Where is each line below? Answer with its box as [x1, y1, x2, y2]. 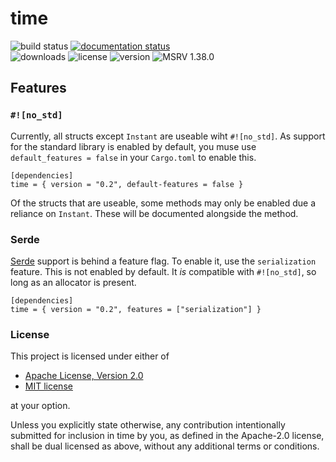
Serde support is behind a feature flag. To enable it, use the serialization [10, 255, 317, 267]
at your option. [10, 400, 71, 412]
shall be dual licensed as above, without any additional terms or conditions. [10, 440, 320, 452]
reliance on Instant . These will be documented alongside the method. [10, 207, 299, 219]
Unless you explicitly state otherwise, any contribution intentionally [10, 419, 286, 431]
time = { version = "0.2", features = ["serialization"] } [10, 304, 262, 314]
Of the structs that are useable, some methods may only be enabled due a [10, 197, 317, 209]
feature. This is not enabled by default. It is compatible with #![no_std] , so [10, 265, 317, 277]
